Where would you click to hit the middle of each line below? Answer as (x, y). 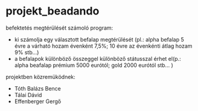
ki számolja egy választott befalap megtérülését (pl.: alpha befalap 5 (99, 39)
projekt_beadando (53, 11)
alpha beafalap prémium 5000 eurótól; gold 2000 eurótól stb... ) (94, 65)
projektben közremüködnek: (41, 77)
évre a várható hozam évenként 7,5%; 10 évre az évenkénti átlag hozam (103, 46)
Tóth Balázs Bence (38, 88)
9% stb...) (27, 52)
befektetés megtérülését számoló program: (59, 28)
